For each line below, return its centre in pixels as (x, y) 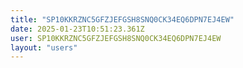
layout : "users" (44, 47)
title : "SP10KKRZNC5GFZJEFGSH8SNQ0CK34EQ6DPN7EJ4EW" (122, 19)
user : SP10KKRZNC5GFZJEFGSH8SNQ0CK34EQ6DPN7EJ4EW (116, 38)
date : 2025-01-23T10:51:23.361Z (77, 29)
